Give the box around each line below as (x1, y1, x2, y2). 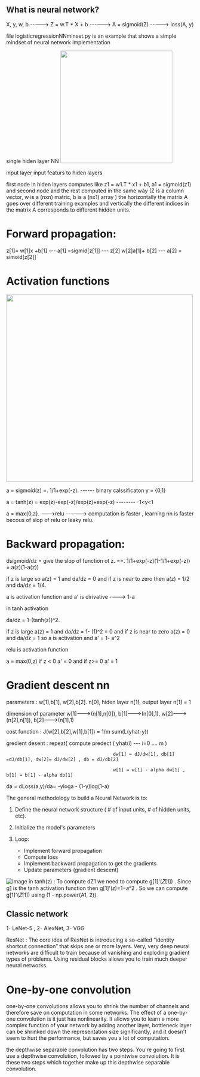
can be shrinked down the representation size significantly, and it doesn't (6, 1028, 187, 1036)
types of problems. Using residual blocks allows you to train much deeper (6, 955, 187, 963)
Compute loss (23, 853, 59, 861)
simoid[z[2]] (6, 253, 37, 260)
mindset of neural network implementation (6, 38, 110, 46)
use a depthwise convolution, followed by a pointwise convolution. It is (6, 1052, 180, 1060)
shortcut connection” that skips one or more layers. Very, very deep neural (6, 943, 190, 950)
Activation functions (6, 274, 110, 288)
